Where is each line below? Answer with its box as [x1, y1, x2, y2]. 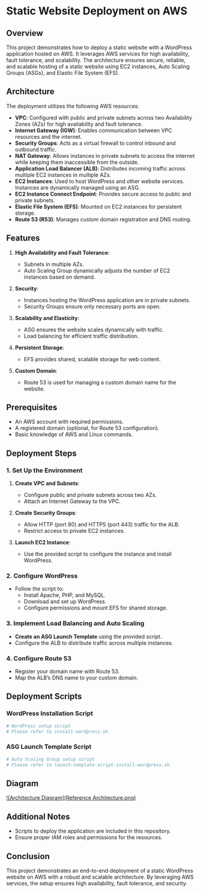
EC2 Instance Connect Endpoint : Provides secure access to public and [14, 190, 191, 197]
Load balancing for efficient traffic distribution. [23, 332, 139, 339]
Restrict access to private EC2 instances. [23, 528, 126, 535]
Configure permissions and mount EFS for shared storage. [23, 604, 167, 611]
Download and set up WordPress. [23, 598, 106, 605]
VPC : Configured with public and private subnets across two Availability [14, 114, 193, 121]
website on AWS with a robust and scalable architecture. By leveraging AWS [6, 873, 194, 880]
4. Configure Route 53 [6, 654, 72, 662]
